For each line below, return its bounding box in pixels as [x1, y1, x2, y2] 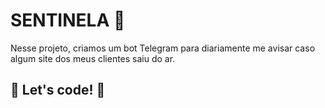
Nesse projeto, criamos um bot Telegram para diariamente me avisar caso [10, 42, 316, 54]
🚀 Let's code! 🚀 [10, 82, 106, 99]
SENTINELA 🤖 [10, 9, 126, 32]
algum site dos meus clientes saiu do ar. [10, 52, 176, 64]
